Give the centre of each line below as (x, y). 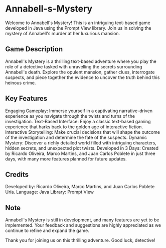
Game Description (34, 49)
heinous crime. (21, 82)
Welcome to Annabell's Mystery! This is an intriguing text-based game (78, 23)
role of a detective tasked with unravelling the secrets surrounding (74, 66)
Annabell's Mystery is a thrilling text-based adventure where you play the (81, 61)
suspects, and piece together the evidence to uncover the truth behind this (82, 77)
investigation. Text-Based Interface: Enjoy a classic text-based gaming (78, 121)
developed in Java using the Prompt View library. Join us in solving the (78, 28)
